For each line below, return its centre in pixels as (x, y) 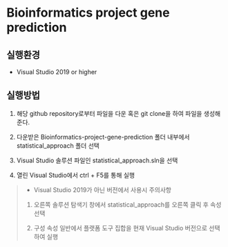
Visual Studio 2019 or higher (57, 72)
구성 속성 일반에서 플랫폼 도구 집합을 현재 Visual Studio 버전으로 (121, 228)
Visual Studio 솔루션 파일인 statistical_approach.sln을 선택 (97, 160)
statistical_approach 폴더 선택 (58, 145)
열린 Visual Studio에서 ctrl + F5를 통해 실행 (76, 175)
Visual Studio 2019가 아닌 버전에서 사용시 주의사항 (103, 189)
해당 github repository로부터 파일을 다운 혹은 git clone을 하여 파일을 (109, 113)
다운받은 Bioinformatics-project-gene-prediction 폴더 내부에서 (103, 137)
